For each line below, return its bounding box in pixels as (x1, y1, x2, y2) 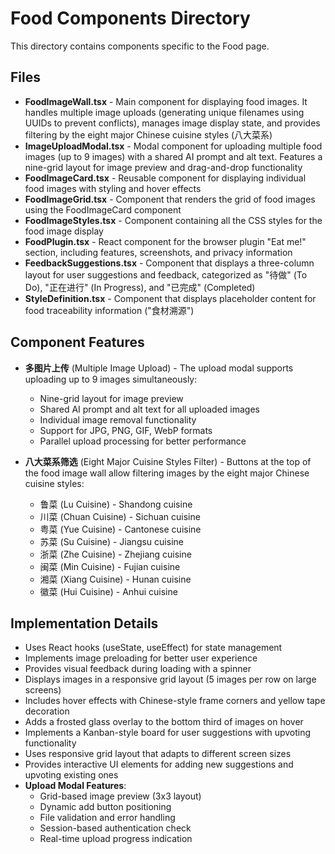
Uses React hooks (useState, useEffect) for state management (24, 642, 283, 654)
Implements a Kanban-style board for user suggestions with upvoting (24, 727, 312, 739)
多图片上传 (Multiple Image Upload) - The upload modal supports (24, 362, 294, 374)
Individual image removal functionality (39, 413, 197, 426)
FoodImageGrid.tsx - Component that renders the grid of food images (24, 193, 316, 205)
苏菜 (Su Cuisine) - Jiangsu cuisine (39, 535, 184, 547)
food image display (24, 225, 104, 237)
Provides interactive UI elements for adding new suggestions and (24, 758, 294, 771)
